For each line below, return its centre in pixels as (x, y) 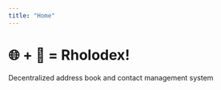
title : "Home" (32, 16)
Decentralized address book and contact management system (111, 77)
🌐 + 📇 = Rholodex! (69, 55)
